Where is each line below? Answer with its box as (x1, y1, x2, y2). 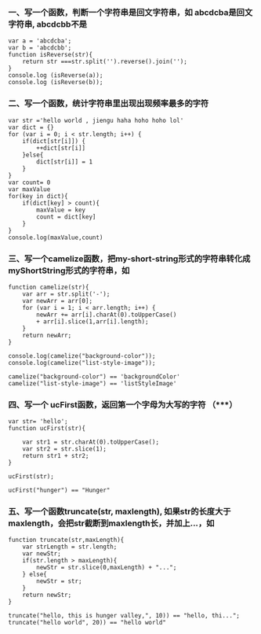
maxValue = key (36, 206, 86, 214)
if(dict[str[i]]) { (22, 137, 86, 145)
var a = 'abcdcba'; (8, 37, 72, 45)
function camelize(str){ (8, 283, 89, 291)
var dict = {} (8, 123, 55, 131)
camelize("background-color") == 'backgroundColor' (8, 372, 180, 381)
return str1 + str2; (22, 452, 89, 460)
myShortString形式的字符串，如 (8, 265, 130, 276)
